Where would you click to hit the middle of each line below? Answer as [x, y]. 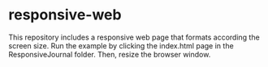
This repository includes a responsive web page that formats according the [134, 37]
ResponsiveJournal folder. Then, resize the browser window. [110, 54]
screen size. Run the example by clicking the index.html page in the [121, 45]
